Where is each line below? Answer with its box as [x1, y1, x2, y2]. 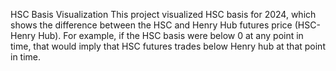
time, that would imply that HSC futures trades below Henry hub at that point [10, 40, 326, 52]
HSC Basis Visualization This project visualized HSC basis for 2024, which [10, 9, 317, 20]
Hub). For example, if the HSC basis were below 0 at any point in [38, 30, 304, 41]
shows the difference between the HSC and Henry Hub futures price [10, 19, 293, 31]
